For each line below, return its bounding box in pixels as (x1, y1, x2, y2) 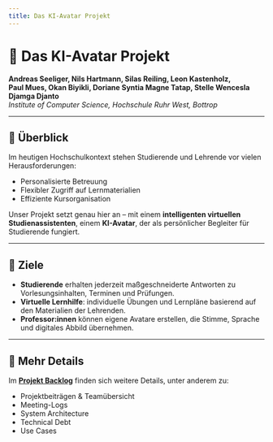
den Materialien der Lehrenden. (19, 305, 126, 315)
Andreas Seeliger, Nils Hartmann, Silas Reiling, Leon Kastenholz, (8, 74, 232, 84)
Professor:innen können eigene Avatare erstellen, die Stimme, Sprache (19, 314, 260, 324)
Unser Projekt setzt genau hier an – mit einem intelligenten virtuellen (8, 210, 241, 219)
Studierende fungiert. (8, 227, 80, 236)
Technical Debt (19, 418, 71, 427)
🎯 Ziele (8, 258, 45, 272)
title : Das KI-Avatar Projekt (8, 11, 111, 20)
